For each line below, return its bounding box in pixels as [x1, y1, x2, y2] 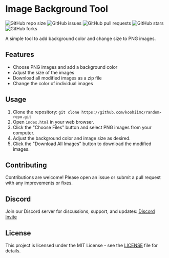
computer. [12, 129, 35, 136]
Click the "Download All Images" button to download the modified [12, 141, 152, 147]
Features [5, 50, 34, 59]
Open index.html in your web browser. [12, 118, 95, 125]
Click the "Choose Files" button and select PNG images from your [12, 124, 152, 130]
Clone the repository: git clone [12, 109, 79, 115]
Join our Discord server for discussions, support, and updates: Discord [5, 208, 155, 214]
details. [5, 248, 21, 254]
